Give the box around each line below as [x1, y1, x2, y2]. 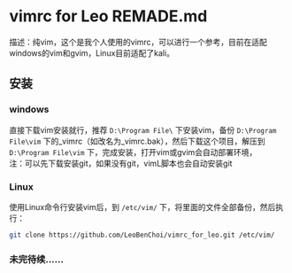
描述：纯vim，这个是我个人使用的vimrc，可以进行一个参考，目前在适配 [9, 36, 268, 47]
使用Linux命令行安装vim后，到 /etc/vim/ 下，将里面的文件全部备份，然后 [9, 201, 276, 212]
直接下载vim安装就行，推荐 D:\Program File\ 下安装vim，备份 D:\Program [9, 124, 277, 135]
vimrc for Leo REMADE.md [9, 6, 208, 27]
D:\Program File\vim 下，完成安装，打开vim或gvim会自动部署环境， [9, 146, 257, 157]
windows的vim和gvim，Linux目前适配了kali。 [9, 47, 175, 58]
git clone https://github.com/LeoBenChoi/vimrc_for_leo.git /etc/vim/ [9, 230, 275, 239]
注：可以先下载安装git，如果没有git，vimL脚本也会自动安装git [9, 158, 233, 168]
